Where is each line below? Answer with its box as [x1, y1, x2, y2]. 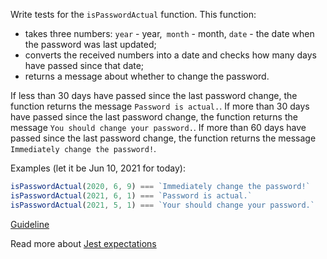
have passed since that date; [24, 60, 145, 71]
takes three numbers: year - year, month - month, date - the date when [24, 28, 315, 39]
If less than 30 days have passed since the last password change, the [10, 90, 298, 101]
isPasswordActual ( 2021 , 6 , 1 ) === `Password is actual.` [10, 190, 253, 201]
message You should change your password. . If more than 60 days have [10, 122, 307, 133]
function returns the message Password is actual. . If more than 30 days [10, 100, 310, 112]
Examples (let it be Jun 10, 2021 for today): [10, 162, 186, 174]
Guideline [10, 218, 50, 230]
